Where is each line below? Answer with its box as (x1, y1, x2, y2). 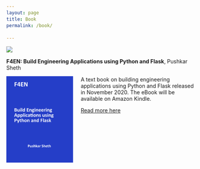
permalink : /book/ (6, 22, 53, 28)
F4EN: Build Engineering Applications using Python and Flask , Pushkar (6, 58, 188, 65)
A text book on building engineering (81, 76, 170, 83)
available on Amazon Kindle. (81, 95, 152, 103)
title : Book (6, 16, 36, 22)
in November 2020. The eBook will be (81, 89, 175, 96)
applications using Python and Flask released (81, 82, 194, 90)
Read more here (81, 107, 121, 114)
